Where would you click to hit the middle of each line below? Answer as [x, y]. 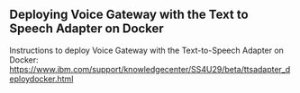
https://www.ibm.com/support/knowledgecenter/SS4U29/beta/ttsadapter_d [150, 69]
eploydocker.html [41, 79]
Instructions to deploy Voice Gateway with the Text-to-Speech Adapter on [146, 50]
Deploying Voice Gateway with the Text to [129, 15]
